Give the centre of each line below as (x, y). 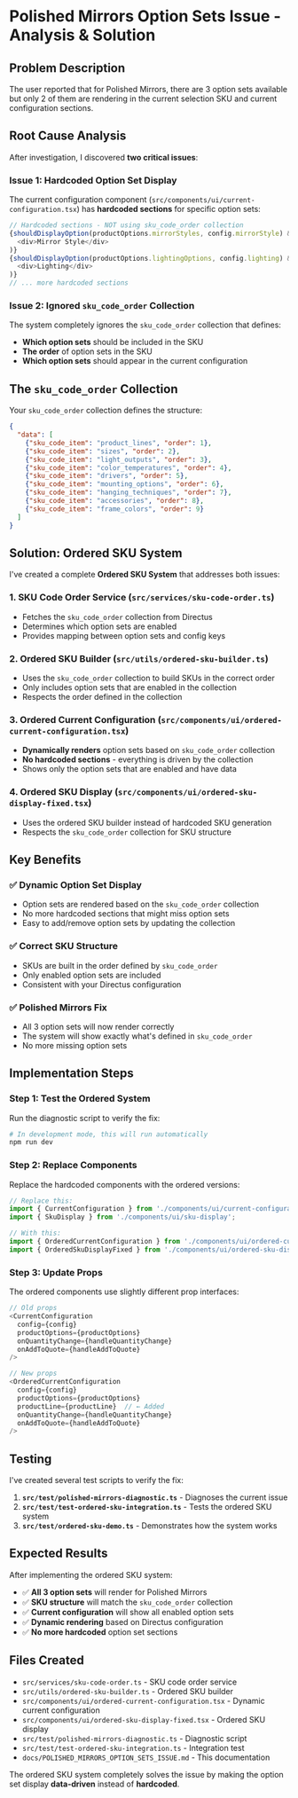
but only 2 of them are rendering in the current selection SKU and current (143, 98)
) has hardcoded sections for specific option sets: (169, 209)
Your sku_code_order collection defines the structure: (106, 411)
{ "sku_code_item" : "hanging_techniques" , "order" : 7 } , (129, 493)
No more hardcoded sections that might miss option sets (125, 914)
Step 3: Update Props (56, 1272)
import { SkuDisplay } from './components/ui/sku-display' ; (123, 1217)
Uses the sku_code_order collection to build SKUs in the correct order (148, 678)
